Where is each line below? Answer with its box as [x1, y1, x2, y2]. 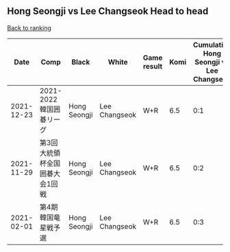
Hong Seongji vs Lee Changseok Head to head [7, 5, 209, 17]
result [142, 61, 163, 71]
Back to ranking [7, 23, 51, 32]
